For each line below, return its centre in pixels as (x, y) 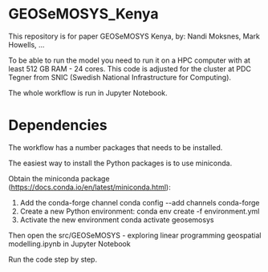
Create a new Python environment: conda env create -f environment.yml (140, 211)
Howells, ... (27, 44)
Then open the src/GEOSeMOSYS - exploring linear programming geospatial (135, 235)
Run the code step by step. (53, 259)
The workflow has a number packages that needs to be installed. (116, 147)
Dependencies (58, 126)
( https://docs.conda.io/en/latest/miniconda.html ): (89, 187)
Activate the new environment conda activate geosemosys (117, 219)
